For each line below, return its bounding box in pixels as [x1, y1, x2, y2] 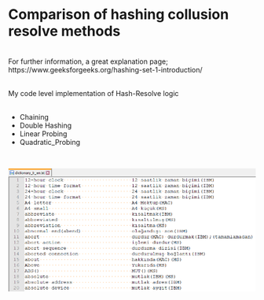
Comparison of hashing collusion [8, 6, 229, 24]
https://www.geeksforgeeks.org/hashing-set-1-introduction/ [8, 65, 203, 74]
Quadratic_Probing [19, 137, 81, 146]
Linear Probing [19, 128, 68, 139]
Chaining [19, 112, 49, 121]
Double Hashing [19, 120, 72, 130]
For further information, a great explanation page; [8, 57, 169, 66]
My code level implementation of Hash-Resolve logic [8, 88, 179, 98]
